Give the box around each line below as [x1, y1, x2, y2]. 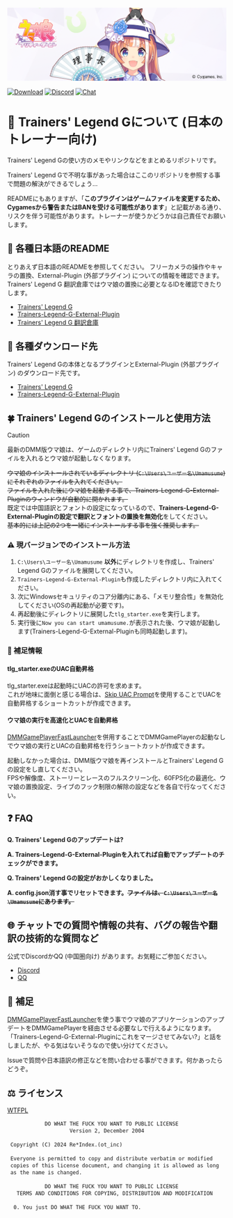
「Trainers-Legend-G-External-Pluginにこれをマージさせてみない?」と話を [7, 1033, 223, 1041]
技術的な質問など [25, 933, 99, 944]
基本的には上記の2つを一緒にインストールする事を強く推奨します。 [7, 521, 200, 530]
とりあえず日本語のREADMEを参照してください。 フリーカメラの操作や [7, 262, 211, 271]
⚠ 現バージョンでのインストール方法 [7, 540, 130, 550]
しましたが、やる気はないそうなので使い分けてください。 [7, 1041, 172, 1050]
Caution [7, 431, 30, 439]
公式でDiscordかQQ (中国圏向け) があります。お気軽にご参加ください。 [7, 952, 211, 960]
